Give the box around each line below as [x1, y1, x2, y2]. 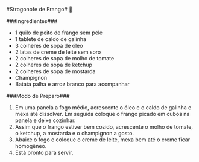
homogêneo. [14, 143, 47, 149]
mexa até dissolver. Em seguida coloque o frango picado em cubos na [14, 111, 190, 117]
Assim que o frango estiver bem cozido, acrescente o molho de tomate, [14, 123, 193, 130]
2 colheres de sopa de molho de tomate [14, 55, 115, 62]
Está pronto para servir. [14, 149, 74, 156]
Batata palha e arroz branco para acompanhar [14, 80, 130, 88]
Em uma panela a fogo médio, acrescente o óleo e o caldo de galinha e [14, 104, 192, 111]
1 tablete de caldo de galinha [14, 36, 86, 42]
